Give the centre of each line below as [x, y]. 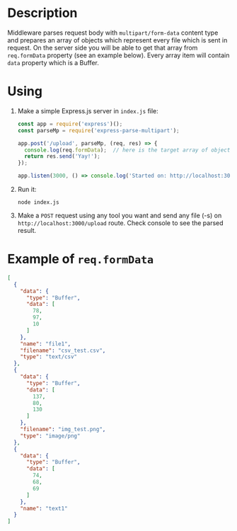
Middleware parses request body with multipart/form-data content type [113, 33]
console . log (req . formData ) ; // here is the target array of [116, 150]
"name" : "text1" [44, 508]
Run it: [27, 189]
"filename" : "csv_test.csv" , [63, 350]
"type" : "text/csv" [49, 357]
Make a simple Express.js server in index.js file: [88, 110]
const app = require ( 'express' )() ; [70, 124]
